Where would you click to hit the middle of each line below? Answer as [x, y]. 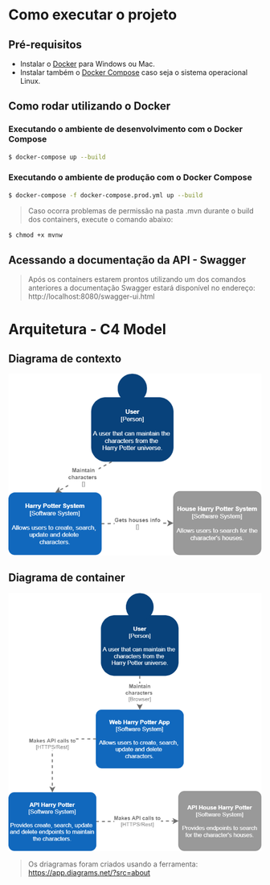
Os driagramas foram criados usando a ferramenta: [113, 864]
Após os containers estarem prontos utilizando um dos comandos [137, 279]
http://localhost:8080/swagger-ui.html [91, 296]
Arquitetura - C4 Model [87, 329]
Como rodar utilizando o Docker [90, 106]
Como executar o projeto [93, 15]
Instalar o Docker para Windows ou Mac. [87, 64]
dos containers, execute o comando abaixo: [100, 219]
